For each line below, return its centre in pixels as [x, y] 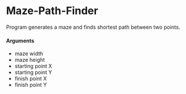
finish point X [31, 79]
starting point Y [33, 72]
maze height [30, 60]
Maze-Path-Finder [52, 11]
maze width [29, 53]
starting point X [33, 66]
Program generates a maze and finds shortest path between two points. [93, 27]
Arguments [20, 41]
